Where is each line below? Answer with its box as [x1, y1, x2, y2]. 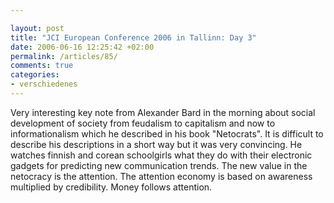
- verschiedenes [10, 79, 78, 90]
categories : [10, 70, 60, 80]
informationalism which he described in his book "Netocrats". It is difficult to [10, 127, 324, 140]
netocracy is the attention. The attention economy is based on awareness [10, 170, 313, 182]
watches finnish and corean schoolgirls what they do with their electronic [10, 149, 313, 161]
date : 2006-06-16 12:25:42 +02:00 [10, 42, 155, 52]
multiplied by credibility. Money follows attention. [10, 181, 213, 193]
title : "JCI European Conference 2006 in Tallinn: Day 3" [10, 32, 257, 43]
